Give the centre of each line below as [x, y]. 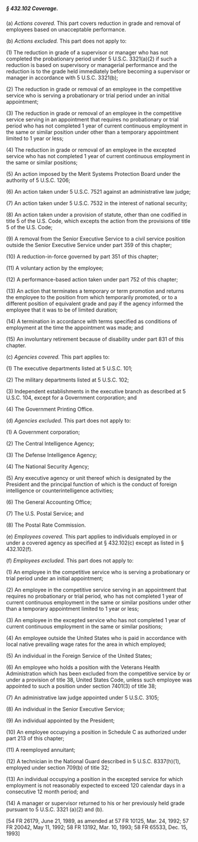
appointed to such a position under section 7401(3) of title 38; [81, 686]
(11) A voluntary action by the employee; [55, 268]
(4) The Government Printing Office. [50, 409]
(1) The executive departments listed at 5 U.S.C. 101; [69, 368]
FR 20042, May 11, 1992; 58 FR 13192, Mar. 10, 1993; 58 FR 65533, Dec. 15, [97, 827]
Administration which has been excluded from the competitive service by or [98, 673]
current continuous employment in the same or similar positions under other [99, 602]
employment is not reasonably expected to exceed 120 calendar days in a [95, 785]
